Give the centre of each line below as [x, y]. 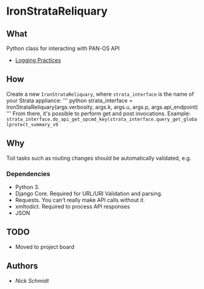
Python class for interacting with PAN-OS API [63, 48]
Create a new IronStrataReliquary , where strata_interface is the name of [100, 94]
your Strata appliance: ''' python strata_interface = [69, 100]
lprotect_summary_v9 [33, 124]
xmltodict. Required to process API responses [72, 206]
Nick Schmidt [32, 280]
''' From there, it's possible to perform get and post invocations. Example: [98, 113]
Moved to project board [45, 247]
